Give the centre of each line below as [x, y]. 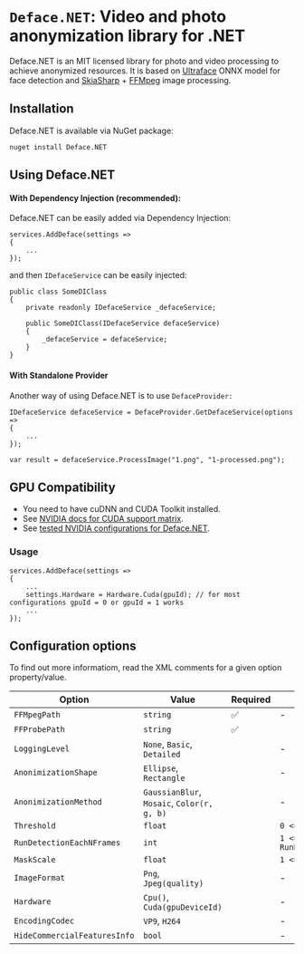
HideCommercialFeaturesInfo [74, 936]
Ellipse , [161, 768]
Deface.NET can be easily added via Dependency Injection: [120, 218]
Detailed [162, 755]
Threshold [35, 826]
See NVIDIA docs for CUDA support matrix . [103, 519]
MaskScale [35, 860]
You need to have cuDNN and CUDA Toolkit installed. [122, 509]
